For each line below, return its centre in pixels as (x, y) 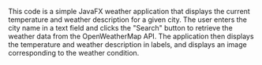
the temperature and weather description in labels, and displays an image (127, 45)
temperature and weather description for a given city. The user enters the (127, 20)
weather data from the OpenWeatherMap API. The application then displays (131, 36)
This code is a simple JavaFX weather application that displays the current (129, 11)
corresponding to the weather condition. (74, 53)
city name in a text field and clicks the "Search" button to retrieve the (120, 28)
